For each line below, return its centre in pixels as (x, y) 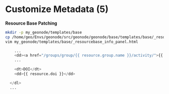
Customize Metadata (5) (57, 9)
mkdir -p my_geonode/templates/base (44, 32)
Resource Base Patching (31, 23)
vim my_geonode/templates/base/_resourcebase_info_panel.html (72, 42)
